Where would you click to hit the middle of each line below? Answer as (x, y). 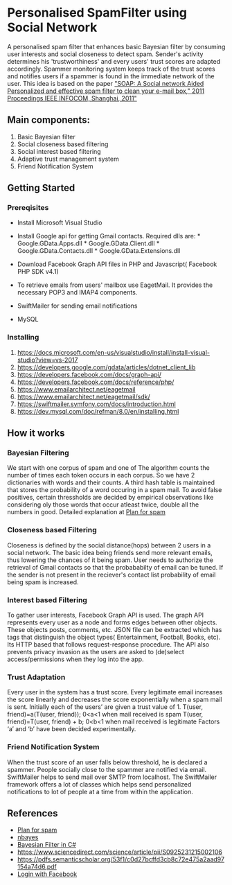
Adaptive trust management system (68, 159)
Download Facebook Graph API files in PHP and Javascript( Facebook (117, 264)
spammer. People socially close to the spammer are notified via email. (107, 769)
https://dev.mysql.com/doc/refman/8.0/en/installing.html (98, 411)
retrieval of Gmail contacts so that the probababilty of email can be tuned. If (115, 567)
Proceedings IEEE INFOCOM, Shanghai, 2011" (72, 98)
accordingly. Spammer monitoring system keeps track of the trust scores (111, 69)
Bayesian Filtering (38, 453)
